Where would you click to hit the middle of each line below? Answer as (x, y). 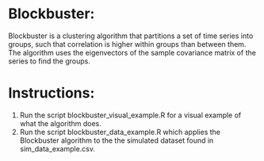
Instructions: (52, 93)
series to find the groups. (50, 61)
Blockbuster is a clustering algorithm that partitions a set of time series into (131, 36)
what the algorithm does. (60, 123)
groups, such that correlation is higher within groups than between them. (127, 44)
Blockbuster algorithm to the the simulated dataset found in (117, 140)
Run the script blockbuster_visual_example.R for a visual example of (130, 115)
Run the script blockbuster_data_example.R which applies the (120, 132)
